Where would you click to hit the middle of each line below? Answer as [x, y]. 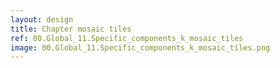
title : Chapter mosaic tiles [71, 29]
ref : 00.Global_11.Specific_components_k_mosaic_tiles [127, 38]
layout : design [42, 19]
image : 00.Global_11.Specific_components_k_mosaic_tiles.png [140, 47]
